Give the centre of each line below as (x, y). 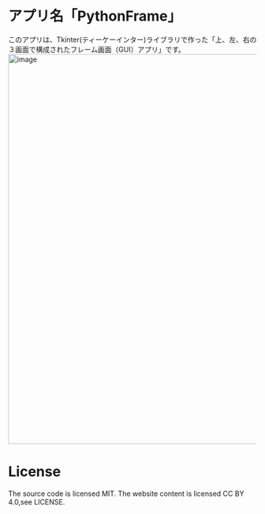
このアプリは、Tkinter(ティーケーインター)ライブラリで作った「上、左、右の (132, 39)
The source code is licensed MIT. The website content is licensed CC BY (126, 493)
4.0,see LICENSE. (37, 501)
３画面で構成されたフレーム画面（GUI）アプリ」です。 (97, 49)
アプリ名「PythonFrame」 (95, 16)
